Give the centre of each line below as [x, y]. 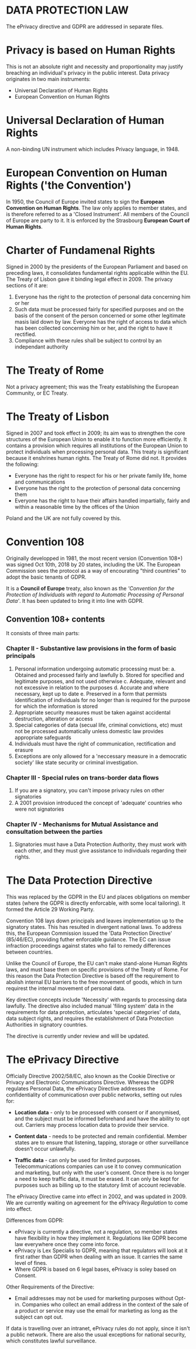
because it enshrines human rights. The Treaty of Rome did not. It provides [97, 458]
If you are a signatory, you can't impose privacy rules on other [90, 790]
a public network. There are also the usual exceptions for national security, [96, 1335]
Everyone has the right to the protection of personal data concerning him [102, 297]
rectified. [25, 334]
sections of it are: [27, 285]
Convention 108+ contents [56, 619]
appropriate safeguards [43, 737]
